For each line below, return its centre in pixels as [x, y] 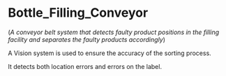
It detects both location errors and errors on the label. [85, 66]
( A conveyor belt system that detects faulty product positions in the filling [114, 32]
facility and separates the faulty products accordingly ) [87, 39]
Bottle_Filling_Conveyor [78, 13]
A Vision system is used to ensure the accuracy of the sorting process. [110, 53]
